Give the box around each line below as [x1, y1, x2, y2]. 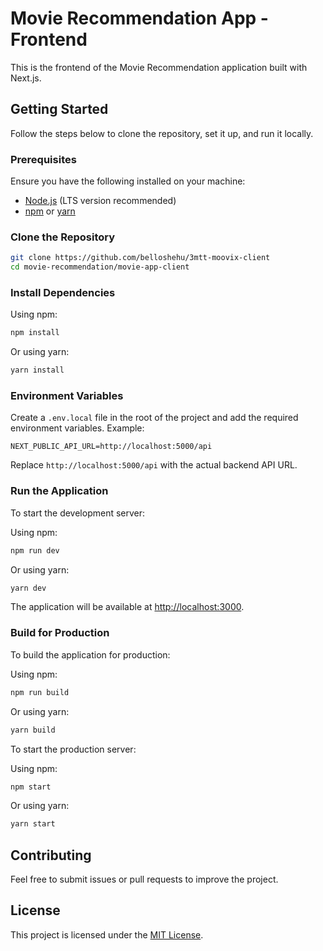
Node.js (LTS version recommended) [24, 195, 177, 207]
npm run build [10, 687, 70, 697]
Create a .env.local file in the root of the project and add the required [10, 412, 299, 424]
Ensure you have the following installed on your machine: [10, 175, 246, 187]
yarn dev [10, 583, 47, 593]
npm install [10, 328, 60, 338]
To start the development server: [10, 507, 146, 519]
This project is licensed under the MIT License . [10, 928, 204, 941]
